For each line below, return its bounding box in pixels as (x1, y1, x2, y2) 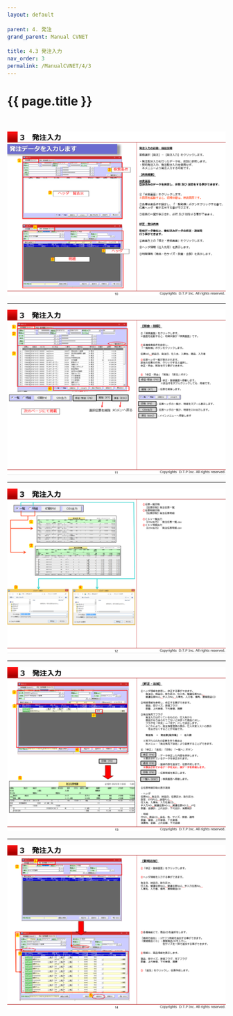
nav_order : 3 (7, 56, 45, 63)
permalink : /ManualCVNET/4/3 (7, 63, 92, 69)
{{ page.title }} (7, 93, 93, 109)
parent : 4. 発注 (7, 26, 52, 33)
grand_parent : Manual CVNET (7, 33, 89, 40)
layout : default (7, 11, 54, 18)
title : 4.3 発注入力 (7, 48, 62, 55)
